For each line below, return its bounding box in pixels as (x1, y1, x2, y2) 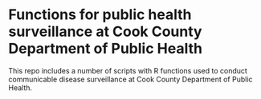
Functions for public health (8, 6, 192, 24)
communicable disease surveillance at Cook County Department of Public (8, 74, 253, 84)
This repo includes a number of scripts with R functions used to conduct (8, 65, 247, 75)
